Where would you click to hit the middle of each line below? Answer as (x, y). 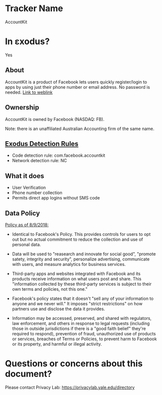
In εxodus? (27, 41)
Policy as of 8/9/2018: (27, 225)
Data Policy (23, 213)
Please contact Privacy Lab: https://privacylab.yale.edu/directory (70, 387)
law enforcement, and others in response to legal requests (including (81, 323)
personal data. (26, 244)
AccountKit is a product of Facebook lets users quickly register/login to (76, 82)
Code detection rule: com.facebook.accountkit (58, 155)
